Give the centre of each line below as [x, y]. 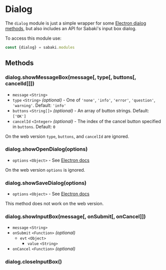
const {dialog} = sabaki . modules [40, 47]
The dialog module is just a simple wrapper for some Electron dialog [76, 23]
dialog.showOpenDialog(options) [46, 149]
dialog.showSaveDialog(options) [46, 183]
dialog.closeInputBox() [34, 262]
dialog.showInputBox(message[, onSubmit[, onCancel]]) [75, 217]
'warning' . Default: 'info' [39, 105]
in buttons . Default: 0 [34, 126]
